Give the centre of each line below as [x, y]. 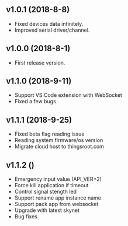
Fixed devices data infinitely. [49, 23]
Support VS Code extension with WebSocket [68, 95]
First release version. [40, 63]
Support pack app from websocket [56, 204]
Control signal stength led [46, 192]
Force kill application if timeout [51, 185]
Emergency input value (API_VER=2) [58, 179]
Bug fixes [26, 217]
